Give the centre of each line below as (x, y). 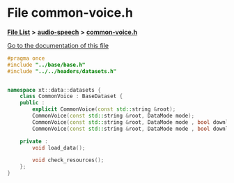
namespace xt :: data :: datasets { (54, 90)
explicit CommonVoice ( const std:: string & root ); (104, 109)
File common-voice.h (70, 13)
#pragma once (26, 58)
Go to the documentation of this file (58, 45)
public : (32, 103)
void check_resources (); (68, 160)
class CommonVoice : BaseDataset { (71, 96)
